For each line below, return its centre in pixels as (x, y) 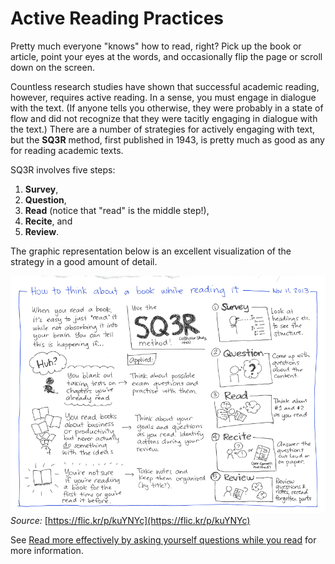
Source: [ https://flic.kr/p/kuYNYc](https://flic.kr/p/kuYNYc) (130, 521)
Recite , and (48, 221)
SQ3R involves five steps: (63, 169)
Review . (42, 231)
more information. (47, 551)
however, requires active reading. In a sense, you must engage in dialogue (163, 97)
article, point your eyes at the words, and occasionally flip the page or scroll (166, 56)
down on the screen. (52, 67)
